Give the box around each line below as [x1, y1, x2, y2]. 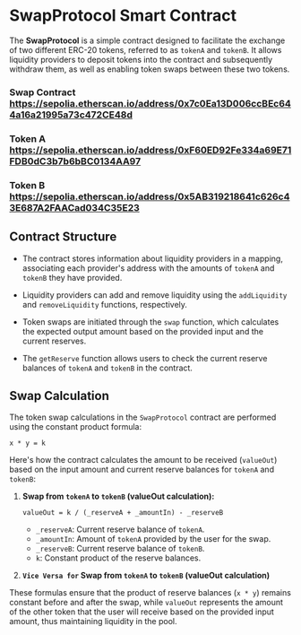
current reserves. [21, 335, 87, 346]
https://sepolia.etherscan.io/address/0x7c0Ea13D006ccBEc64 [9, 97, 291, 109]
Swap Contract [9, 86, 76, 99]
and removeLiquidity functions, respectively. [21, 299, 188, 309]
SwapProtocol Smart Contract [9, 5, 237, 26]
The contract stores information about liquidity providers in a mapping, [21, 253, 284, 264]
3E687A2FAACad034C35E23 [9, 201, 141, 213]
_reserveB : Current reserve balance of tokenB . [35, 544, 205, 554]
